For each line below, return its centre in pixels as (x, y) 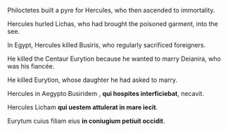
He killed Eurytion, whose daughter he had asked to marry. (93, 80)
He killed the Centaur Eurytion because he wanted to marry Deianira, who (114, 59)
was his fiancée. (31, 66)
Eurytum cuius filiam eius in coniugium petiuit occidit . (86, 121)
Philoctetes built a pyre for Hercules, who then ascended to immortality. (111, 10)
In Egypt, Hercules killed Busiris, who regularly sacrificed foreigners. (107, 45)
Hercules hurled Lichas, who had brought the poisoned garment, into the (113, 24)
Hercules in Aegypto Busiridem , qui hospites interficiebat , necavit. (106, 94)
